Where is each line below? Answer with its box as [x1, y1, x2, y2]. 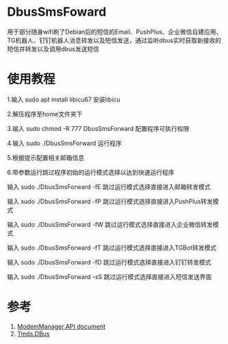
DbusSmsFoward [7, 4, 107, 20]
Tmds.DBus [16, 330, 50, 338]
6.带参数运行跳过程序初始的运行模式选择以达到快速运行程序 [7, 168, 175, 176]
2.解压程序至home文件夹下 [7, 110, 83, 118]
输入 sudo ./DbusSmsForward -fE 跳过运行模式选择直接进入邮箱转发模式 [7, 182, 211, 191]
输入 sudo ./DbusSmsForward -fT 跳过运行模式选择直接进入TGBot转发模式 [7, 243, 217, 251]
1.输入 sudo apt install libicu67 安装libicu [7, 95, 121, 103]
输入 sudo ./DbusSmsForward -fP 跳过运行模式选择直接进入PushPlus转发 [7, 197, 214, 206]
